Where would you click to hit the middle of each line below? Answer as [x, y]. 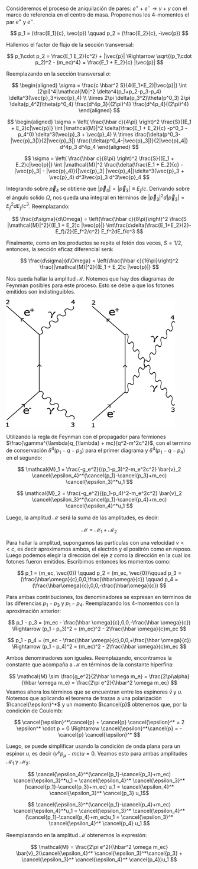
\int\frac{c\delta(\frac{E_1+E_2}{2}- [149, 225]
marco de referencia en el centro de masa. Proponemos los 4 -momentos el [98, 14]
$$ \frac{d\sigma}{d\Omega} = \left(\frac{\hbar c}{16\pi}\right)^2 [99, 261]
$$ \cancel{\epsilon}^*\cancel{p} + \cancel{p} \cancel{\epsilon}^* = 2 [99, 722]
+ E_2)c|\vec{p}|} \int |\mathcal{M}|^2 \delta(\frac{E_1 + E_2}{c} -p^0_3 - [99, 128]
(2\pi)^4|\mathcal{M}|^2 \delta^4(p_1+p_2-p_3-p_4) [99, 92]
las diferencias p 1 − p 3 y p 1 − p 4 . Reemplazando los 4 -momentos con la [93, 604]
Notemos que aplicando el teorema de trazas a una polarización [84, 698]
